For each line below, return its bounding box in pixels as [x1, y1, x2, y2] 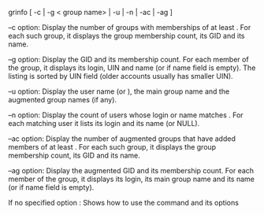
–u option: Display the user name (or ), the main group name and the [8, 87, 230, 96]
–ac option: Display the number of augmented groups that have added [8, 134, 236, 143]
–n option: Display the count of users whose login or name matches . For [8, 110, 244, 120]
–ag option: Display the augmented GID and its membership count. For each [8, 166, 255, 175]
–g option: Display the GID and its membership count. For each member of [8, 55, 250, 64]
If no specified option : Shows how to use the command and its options [8, 198, 239, 207]
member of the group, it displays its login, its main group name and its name [8, 174, 255, 183]
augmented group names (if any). [8, 95, 117, 104]
